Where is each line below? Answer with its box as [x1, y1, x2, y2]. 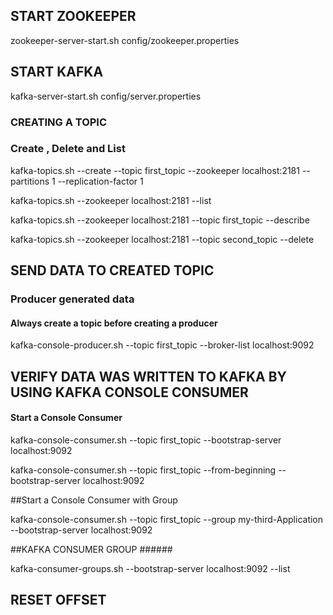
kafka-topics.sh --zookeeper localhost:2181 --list [10, 194, 212, 206]
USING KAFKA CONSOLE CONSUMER [10, 384, 249, 401]
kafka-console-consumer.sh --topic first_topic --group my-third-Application [10, 513, 324, 525]
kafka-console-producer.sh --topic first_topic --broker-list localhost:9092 [10, 339, 315, 351]
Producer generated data [10, 292, 135, 306]
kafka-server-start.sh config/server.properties [10, 90, 202, 102]
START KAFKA [10, 64, 104, 81]
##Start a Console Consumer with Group [10, 494, 178, 506]
